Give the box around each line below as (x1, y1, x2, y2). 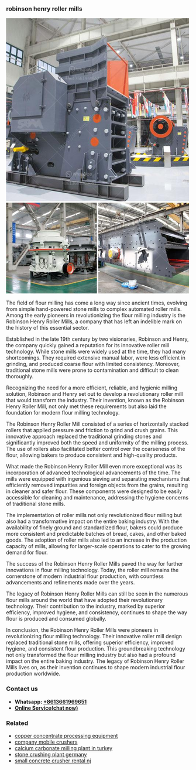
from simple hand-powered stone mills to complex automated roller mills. (6, 306, 182, 313)
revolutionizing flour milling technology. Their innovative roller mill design (6, 633, 183, 640)
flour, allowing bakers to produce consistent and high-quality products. (6, 451, 177, 458)
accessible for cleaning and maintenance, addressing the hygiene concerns (6, 494, 189, 501)
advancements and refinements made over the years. (6, 579, 135, 586)
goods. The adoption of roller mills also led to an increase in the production (6, 536, 187, 543)
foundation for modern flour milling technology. (6, 409, 120, 416)
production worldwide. (6, 670, 61, 677)
